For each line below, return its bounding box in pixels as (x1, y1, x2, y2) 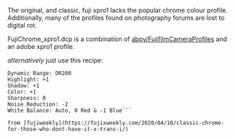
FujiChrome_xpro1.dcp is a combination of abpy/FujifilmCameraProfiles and (7, 35, 228, 43)
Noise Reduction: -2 (7, 101, 69, 108)
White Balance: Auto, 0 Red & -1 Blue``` (7, 107, 132, 114)
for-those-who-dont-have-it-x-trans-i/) (7, 126, 130, 133)
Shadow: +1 (7, 82, 40, 89)
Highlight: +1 (7, 76, 50, 83)
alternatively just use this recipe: (7, 56, 103, 65)
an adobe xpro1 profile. (7, 43, 75, 50)
